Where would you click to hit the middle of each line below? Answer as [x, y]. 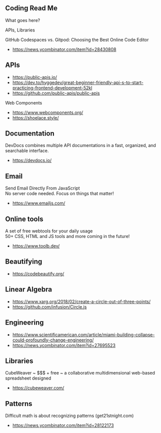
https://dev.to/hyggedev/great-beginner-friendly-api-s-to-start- [78, 82]
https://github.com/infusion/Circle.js [50, 306]
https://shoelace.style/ [35, 117]
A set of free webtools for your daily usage [49, 231]
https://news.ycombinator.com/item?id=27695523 [64, 345]
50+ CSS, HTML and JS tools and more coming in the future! [68, 236]
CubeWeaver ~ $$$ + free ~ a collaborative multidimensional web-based [80, 373]
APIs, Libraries [20, 30]
